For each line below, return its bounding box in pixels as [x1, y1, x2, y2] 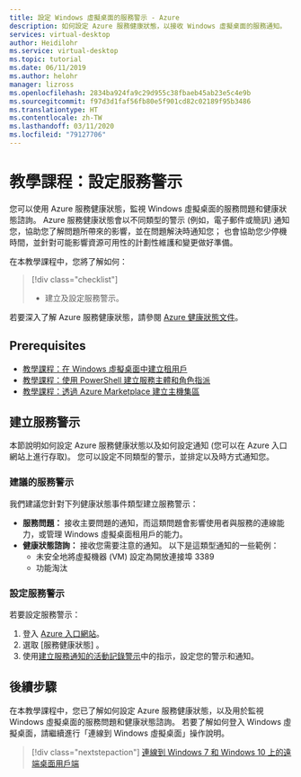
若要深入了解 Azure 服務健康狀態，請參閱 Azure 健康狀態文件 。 [9, 311, 243, 322]
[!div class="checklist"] [31, 273, 119, 284]
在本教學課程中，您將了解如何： [9, 255, 128, 266]
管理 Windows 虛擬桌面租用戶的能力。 [46, 528, 188, 540]
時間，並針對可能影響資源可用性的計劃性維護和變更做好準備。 [9, 237, 238, 247]
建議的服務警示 [9, 476, 75, 488]
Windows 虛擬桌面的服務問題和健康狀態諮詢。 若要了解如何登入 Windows [9, 716, 281, 727]
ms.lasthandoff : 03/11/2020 [9, 122, 115, 131]
